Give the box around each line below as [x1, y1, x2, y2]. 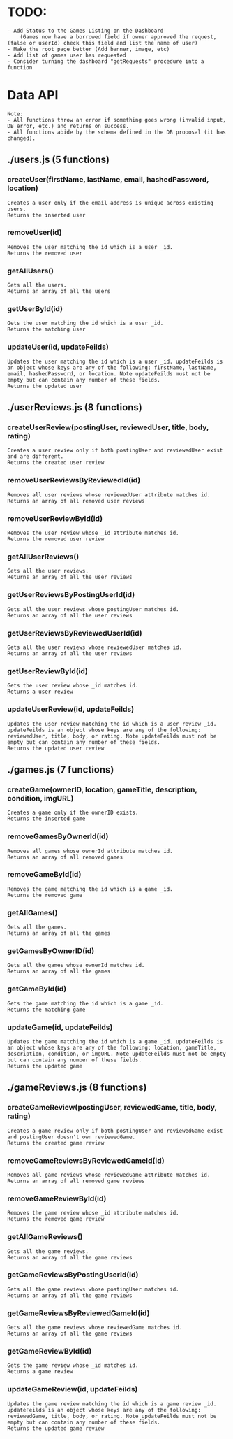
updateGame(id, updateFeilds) [7, 1022, 113, 1032]
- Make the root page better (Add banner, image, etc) [7, 45, 170, 52]
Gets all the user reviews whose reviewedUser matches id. [7, 644, 183, 651]
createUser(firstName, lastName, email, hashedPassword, [7, 175, 209, 185]
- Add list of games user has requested [7, 52, 127, 59]
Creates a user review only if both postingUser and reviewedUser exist [7, 447, 223, 454]
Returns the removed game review [7, 1216, 105, 1223]
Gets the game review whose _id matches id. [7, 1362, 139, 1369]
